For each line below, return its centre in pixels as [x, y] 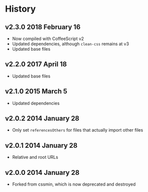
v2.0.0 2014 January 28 [42, 172]
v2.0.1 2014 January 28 [41, 145]
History [21, 9]
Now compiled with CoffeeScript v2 [48, 38]
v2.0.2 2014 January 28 [42, 119]
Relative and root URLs [35, 157]
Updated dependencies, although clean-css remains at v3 [71, 44]
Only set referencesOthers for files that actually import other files [77, 130]
